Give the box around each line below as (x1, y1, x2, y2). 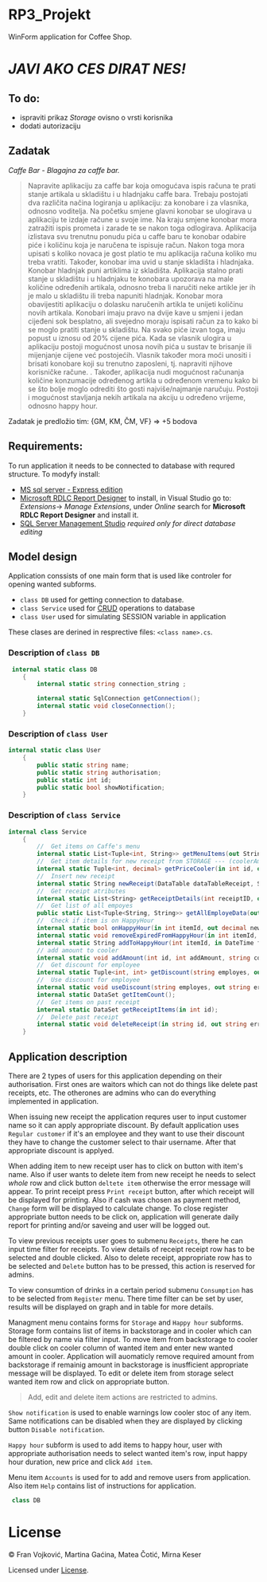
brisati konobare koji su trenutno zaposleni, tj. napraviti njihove (27, 359, 233, 368)
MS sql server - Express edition (19, 485, 123, 494)
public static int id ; (37, 775, 112, 784)
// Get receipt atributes (37, 887, 126, 895)
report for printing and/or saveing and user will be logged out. (8, 1220, 211, 1230)
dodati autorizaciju (19, 121, 81, 131)
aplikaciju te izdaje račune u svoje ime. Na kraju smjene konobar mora (27, 214, 257, 224)
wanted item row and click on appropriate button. (8, 1376, 169, 1386)
